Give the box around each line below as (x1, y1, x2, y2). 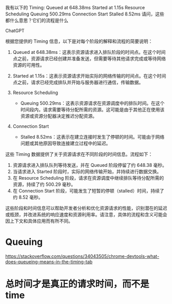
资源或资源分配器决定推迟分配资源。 (20, 113, 98, 119)
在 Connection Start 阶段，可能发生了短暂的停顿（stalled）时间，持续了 (12, 188, 164, 194)
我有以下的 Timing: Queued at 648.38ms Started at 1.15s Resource (5, 5, 145, 10)
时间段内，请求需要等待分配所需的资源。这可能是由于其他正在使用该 (20, 107, 165, 112)
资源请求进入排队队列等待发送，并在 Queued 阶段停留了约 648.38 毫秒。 (12, 162, 167, 168)
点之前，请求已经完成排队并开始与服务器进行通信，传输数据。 (12, 79, 144, 85)
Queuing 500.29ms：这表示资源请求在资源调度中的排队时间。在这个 (20, 100, 165, 106)
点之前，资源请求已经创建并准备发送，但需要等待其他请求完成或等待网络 (12, 55, 166, 62)
